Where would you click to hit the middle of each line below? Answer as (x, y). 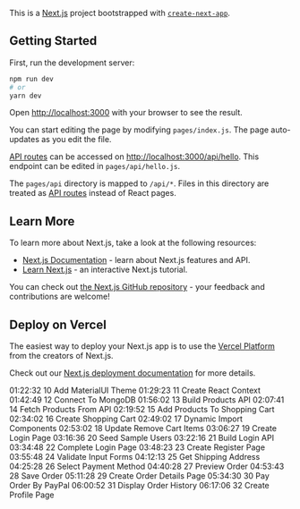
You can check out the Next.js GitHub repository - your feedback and (137, 287)
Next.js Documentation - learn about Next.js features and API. (136, 260)
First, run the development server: (72, 63)
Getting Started (53, 41)
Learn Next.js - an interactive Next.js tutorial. (105, 270)
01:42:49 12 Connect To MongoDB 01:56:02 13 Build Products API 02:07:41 (147, 400)
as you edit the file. (77, 140)
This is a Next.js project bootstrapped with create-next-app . (120, 13)
